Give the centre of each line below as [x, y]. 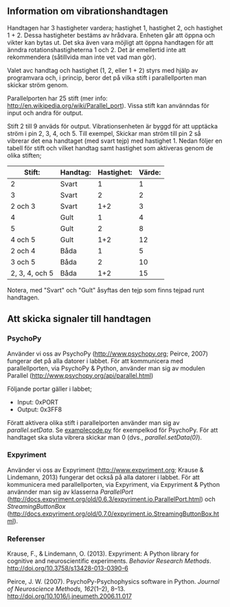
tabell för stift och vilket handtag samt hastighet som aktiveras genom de [110, 148]
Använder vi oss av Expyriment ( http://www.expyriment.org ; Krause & [105, 470]
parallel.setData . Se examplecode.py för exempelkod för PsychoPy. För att [113, 430]
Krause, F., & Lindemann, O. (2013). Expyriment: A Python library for [103, 554]
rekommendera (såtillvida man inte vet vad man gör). [82, 57]
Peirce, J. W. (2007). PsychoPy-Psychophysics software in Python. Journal [113, 582]
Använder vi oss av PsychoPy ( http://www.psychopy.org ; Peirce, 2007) [107, 354]
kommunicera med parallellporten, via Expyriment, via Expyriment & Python [114, 484]
